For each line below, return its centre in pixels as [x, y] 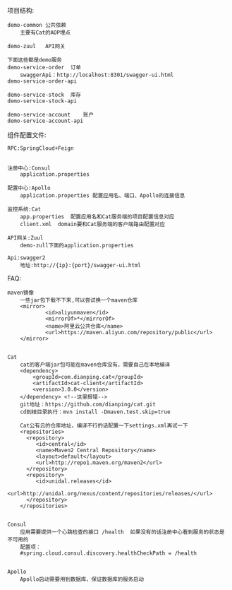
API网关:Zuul [25, 238]
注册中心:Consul [29, 168]
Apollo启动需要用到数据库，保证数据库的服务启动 [82, 579]
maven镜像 [20, 293]
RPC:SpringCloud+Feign [41, 148]
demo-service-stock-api [42, 101]
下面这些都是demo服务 [35, 60]
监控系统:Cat [24, 209]
